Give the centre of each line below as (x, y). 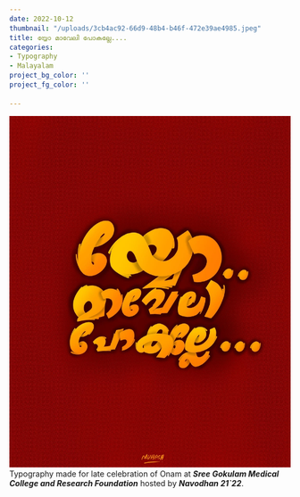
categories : (31, 47)
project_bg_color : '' (50, 76)
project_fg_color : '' (50, 85)
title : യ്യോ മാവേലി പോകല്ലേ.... (68, 37)
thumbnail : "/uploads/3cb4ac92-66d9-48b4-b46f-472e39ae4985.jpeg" (135, 28)
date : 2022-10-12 (42, 19)
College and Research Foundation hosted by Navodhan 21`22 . (126, 483)
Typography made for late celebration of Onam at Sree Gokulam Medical (144, 474)
